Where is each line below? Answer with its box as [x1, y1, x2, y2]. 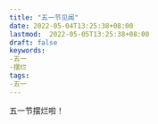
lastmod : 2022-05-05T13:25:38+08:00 [9, 29, 150, 38]
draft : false [9, 37, 58, 47]
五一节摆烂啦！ [9, 104, 64, 116]
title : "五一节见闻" [9, 12, 79, 22]
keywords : [9, 46, 46, 55]
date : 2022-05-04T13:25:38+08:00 [9, 21, 134, 30]
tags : [9, 71, 29, 80]
